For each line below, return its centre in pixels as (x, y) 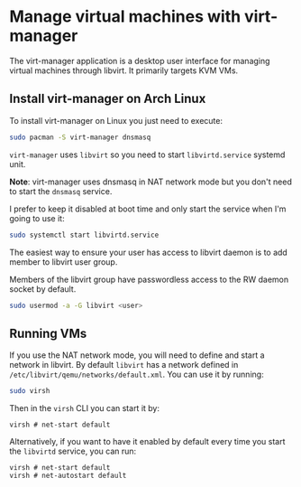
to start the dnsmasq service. (61, 191)
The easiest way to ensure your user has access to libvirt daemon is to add (149, 252)
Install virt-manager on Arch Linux (108, 99)
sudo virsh (30, 391)
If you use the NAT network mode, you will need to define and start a (137, 355)
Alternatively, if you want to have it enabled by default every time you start (147, 442)
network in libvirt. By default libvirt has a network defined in (124, 365)
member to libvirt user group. (64, 262)
